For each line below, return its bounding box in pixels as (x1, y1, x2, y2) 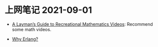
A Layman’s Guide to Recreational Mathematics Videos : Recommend (11, 21, 153, 27)
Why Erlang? (11, 36, 38, 42)
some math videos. (11, 26, 51, 32)
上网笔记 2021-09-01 (4, 4, 92, 16)
